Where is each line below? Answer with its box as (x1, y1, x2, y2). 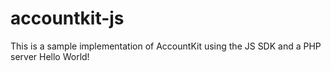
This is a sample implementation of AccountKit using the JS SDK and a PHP (10, 40, 322, 52)
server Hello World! (10, 50, 90, 62)
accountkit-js (10, 7, 125, 30)
